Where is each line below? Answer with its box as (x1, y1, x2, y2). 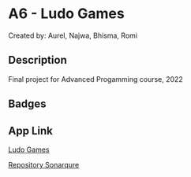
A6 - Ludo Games (8, 5, 125, 23)
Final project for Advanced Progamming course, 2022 (8, 74, 183, 83)
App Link (8, 124, 53, 138)
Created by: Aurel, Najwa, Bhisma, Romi (8, 31, 138, 40)
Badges (8, 98, 47, 111)
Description (8, 53, 67, 67)
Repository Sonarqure (8, 160, 80, 169)
